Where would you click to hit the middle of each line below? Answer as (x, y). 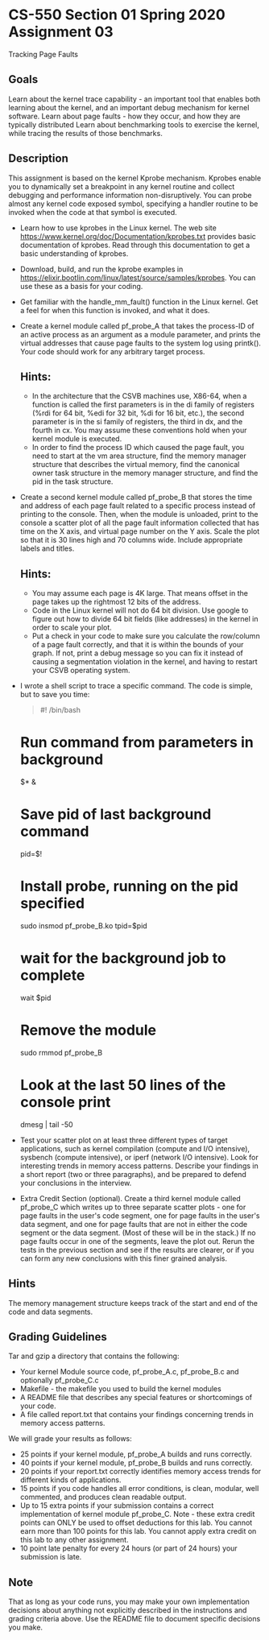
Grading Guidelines (58, 1337)
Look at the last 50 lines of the (123, 1085)
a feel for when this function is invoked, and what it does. (115, 310)
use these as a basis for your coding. (81, 286)
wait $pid (35, 998)
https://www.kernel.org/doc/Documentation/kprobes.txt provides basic (138, 236)
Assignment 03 (61, 32)
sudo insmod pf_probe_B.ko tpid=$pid (83, 926)
